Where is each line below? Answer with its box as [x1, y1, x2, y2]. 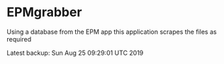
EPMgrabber [6, 4, 82, 20]
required [6, 34, 32, 43]
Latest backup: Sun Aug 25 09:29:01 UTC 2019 [6, 49, 144, 57]
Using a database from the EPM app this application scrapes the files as [6, 27, 217, 36]
